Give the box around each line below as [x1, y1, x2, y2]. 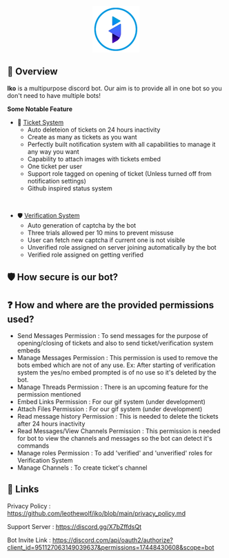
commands [17, 441, 50, 450]
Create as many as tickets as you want [27, 132, 137, 141]
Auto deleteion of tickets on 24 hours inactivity [27, 126, 161, 134]
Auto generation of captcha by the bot [27, 221, 137, 229]
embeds [17, 346, 41, 355]
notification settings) [27, 177, 86, 185]
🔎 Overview [7, 66, 58, 77]
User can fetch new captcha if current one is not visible [27, 236, 186, 244]
